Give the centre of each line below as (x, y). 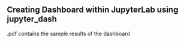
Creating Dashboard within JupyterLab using (93, 10)
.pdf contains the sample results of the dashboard (69, 33)
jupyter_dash (32, 19)
